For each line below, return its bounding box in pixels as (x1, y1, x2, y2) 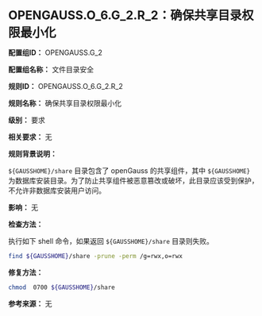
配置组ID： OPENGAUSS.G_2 (8, 48, 103, 57)
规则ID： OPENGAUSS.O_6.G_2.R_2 (8, 82, 123, 91)
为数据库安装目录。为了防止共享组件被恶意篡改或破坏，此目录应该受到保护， (8, 176, 259, 185)
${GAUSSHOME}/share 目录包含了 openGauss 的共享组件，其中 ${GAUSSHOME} (8, 166, 251, 175)
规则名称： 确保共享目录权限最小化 (8, 98, 121, 108)
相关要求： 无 (8, 133, 52, 141)
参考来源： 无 (8, 299, 52, 308)
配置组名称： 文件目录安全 (8, 65, 94, 74)
